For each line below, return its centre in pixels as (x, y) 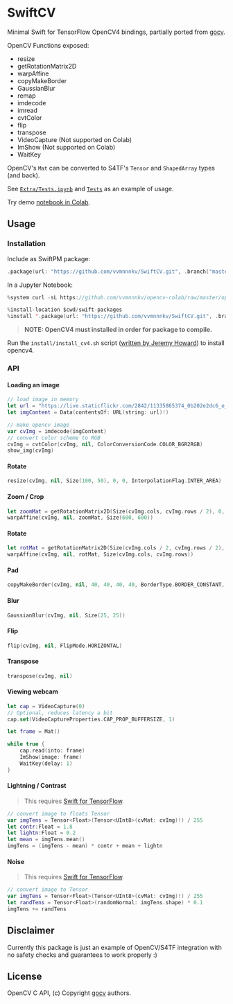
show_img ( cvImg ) (31, 451)
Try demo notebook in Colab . (49, 202)
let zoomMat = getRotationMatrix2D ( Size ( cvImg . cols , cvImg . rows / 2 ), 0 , (116, 511)
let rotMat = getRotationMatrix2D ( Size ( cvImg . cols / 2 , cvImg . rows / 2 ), (116, 548)
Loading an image (34, 385)
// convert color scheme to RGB (54, 438)
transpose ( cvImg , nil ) (40, 676)
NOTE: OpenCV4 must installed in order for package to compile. (118, 330)
